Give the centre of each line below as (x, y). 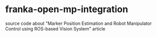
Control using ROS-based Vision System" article (55, 28)
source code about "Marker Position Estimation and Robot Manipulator (78, 23)
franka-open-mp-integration (67, 9)
